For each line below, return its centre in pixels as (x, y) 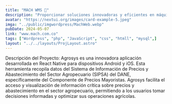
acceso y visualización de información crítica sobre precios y (70, 85)
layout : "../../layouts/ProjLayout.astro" (51, 44)
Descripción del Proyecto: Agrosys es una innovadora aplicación (73, 58)
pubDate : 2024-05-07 (27, 29)
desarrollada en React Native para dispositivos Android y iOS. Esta (75, 63)
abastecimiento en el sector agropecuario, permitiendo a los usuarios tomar (85, 91)
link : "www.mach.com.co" (32, 34)
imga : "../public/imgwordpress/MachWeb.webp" (55, 24)
